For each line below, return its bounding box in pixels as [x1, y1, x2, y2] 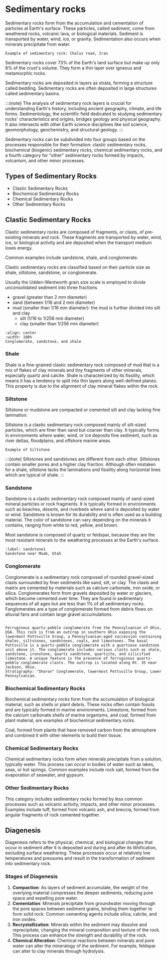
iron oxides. [12, 916, 37, 922]
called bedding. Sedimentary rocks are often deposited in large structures [5, 85, 157, 91]
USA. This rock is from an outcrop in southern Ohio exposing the [5, 630, 146, 635]
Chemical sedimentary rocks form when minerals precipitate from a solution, [5, 756, 163, 762]
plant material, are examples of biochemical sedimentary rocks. [5, 718, 136, 723]
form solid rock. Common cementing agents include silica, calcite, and [12, 911, 157, 917]
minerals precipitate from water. [5, 41, 71, 47]
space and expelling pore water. [12, 895, 79, 901]
